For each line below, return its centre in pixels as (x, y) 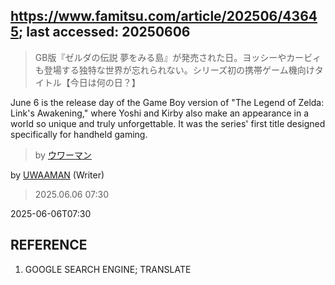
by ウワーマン (63, 155)
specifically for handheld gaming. (79, 134)
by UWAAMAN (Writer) (57, 175)
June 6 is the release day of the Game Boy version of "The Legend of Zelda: (167, 102)
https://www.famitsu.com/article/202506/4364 (164, 16)
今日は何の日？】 (105, 82)
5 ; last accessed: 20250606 (100, 32)
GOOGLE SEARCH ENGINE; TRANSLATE (108, 269)
